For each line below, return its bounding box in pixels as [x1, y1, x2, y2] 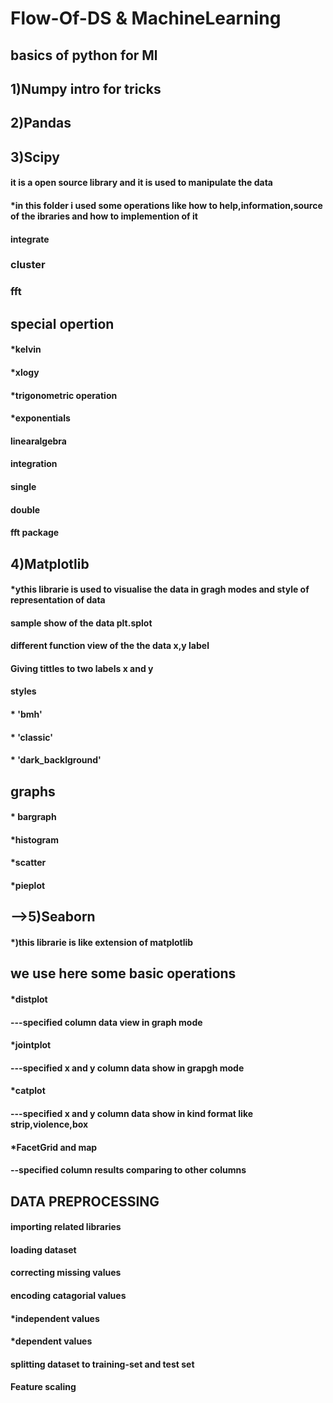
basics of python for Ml [10, 47, 158, 64]
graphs [10, 783, 56, 800]
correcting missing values [10, 1267, 122, 1279]
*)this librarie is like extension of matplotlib [10, 937, 194, 948]
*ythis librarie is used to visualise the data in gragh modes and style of [10, 583, 310, 596]
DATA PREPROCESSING [10, 1193, 160, 1210]
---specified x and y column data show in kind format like [10, 1107, 254, 1119]
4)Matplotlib [10, 555, 90, 572]
